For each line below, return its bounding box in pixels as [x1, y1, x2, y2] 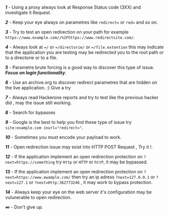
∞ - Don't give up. [5, 204, 44, 210]
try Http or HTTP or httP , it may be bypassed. [56, 159, 148, 165]
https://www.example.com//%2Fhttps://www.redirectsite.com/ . [5, 35, 135, 40]
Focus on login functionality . [5, 70, 67, 76]
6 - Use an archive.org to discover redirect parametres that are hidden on [5, 80, 157, 85]
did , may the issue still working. [5, 100, 72, 106]
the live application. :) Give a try [5, 85, 71, 91]
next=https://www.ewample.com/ [5, 175, 71, 180]
